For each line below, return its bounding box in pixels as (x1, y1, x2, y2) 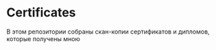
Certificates (6, 5, 76, 21)
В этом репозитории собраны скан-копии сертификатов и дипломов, (6, 27, 210, 36)
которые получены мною (6, 34, 80, 42)
